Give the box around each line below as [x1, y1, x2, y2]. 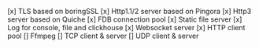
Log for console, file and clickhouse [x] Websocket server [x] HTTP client [7, 23, 246, 32]
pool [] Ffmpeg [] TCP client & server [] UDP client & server [7, 31, 199, 40]
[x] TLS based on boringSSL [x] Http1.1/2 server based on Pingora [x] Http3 [7, 7, 252, 15]
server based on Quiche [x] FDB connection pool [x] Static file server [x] [7, 15, 242, 24]
